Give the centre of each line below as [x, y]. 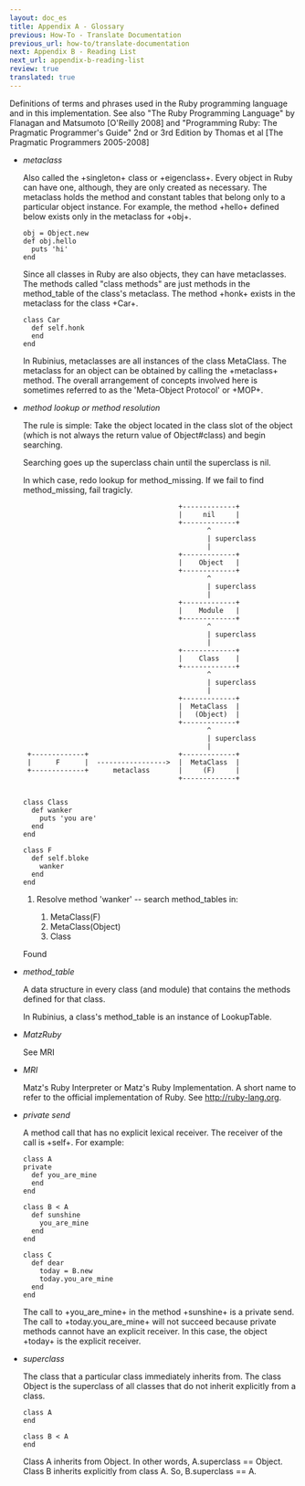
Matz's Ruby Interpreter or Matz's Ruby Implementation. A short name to [159, 1087]
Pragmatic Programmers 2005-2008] [79, 142]
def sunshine [56, 1215]
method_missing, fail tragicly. [78, 490]
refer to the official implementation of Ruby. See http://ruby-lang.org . [152, 1097]
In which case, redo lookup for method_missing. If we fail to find [143, 480]
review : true [34, 69]
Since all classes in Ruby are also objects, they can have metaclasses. [154, 274]
